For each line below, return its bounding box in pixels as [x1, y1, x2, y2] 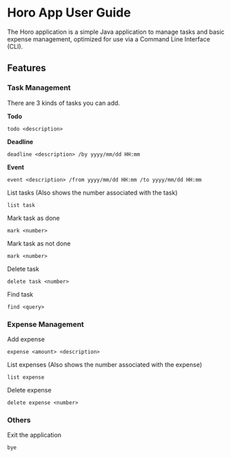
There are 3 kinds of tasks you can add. [7, 99, 121, 107]
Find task [7, 290, 34, 298]
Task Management [7, 83, 71, 92]
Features [7, 62, 46, 74]
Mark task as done [7, 214, 60, 222]
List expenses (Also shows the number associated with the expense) [7, 360, 202, 368]
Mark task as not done [7, 239, 71, 248]
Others [7, 415, 31, 425]
